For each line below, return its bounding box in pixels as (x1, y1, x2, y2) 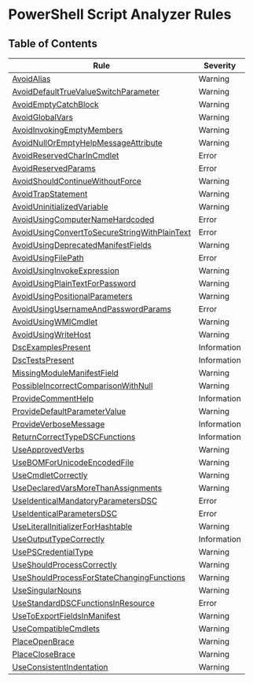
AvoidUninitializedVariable (12, 201, 108, 212)
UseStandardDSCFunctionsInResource (12, 598, 155, 608)
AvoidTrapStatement (12, 189, 88, 199)
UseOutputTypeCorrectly (12, 533, 104, 545)
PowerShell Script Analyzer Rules (8, 6, 232, 24)
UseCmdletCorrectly (12, 470, 88, 481)
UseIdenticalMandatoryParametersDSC (12, 496, 158, 506)
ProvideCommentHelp (12, 393, 94, 404)
